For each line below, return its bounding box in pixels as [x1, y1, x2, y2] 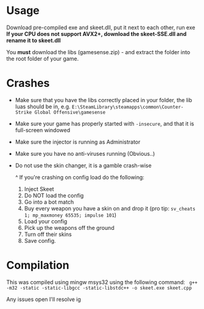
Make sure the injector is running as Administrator [15, 138, 141, 145]
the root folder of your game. [6, 55, 79, 62]
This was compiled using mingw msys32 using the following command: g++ [6, 278, 198, 286]
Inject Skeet [24, 185, 54, 192]
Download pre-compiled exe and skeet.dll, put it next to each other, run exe [6, 24, 195, 31]
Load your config [24, 217, 68, 225]
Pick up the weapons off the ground [24, 224, 114, 231]
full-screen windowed [15, 126, 71, 134]
